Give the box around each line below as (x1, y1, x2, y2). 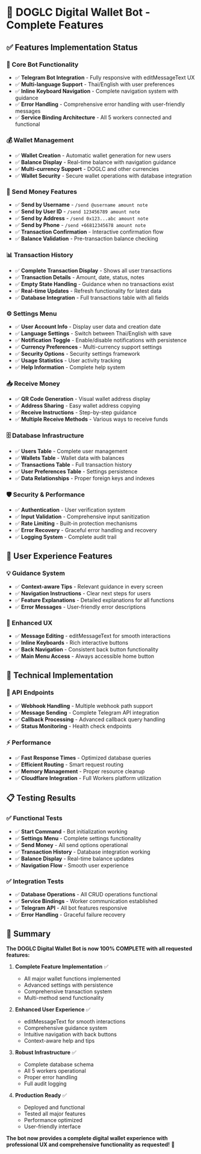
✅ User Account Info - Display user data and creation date (14, 323, 161, 330)
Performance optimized (23, 1116, 83, 1123)
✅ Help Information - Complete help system (14, 364, 125, 371)
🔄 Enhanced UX (6, 618, 53, 627)
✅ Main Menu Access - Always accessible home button (14, 653, 155, 660)
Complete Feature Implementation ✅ (14, 963, 109, 970)
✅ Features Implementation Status (6, 42, 138, 52)
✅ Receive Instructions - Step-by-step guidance (14, 409, 137, 416)
